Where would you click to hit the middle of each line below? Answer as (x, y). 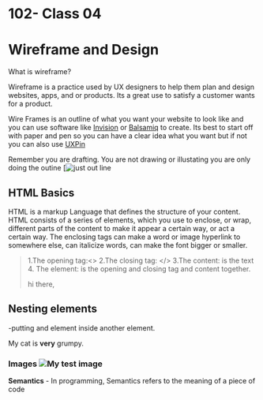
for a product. (30, 104)
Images (23, 364)
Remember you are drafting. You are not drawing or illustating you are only (130, 159)
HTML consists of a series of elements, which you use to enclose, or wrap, (130, 220)
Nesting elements (53, 309)
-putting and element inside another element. (82, 327)
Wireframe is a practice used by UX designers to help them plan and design (131, 87)
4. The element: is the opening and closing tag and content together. (139, 268)
